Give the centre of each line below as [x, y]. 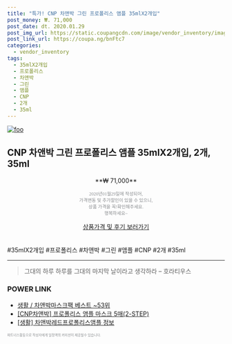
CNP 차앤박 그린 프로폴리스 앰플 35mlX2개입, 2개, [109, 153]
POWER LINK [29, 289]
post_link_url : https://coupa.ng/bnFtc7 [66, 39]
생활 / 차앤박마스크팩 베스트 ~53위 [64, 305]
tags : [15, 59]
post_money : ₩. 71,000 [40, 20]
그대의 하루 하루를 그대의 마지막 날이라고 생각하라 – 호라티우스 [108, 271]
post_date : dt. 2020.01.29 [46, 26]
